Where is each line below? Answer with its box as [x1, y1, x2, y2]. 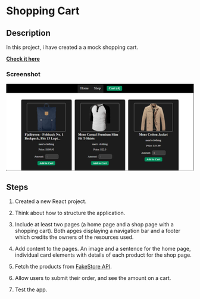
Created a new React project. [14, 198, 87, 205]
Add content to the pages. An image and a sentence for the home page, [14, 245, 192, 253]
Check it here [6, 55, 40, 62]
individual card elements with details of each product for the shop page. [14, 251, 192, 258]
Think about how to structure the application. [14, 210, 126, 217]
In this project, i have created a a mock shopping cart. [6, 43, 139, 51]
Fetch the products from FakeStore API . [14, 263, 112, 270]
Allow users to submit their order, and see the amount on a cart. [14, 275, 171, 282]
